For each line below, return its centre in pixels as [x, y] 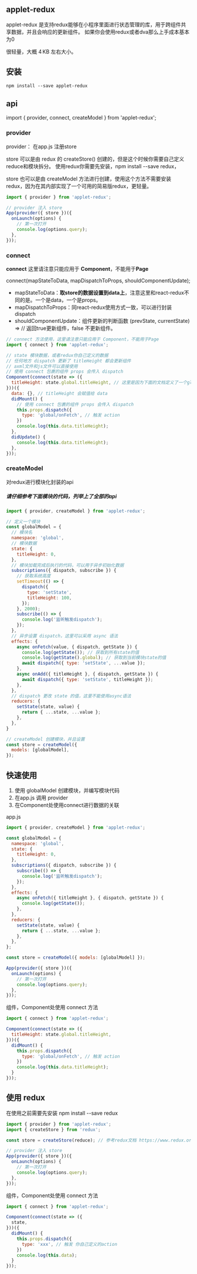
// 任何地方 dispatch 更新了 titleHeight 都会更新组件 [69, 361]
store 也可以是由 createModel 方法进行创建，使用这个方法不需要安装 [89, 179]
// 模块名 [22, 533]
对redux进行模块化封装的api [40, 482]
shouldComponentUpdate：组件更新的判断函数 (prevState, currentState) [102, 321]
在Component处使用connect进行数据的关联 [67, 805]
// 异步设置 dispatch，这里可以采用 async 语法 [65, 636]
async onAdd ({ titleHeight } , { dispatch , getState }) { [88, 674]
